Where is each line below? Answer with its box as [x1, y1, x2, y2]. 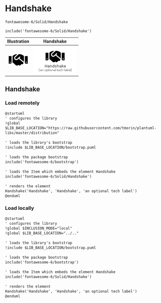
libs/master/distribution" [5, 130, 59, 135]
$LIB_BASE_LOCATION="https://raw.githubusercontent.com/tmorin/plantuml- [5, 126, 157, 130]
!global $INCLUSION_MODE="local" [5, 226, 73, 231]
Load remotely [5, 99, 40, 106]
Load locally [5, 205, 34, 211]
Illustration [7, 38, 30, 44]
